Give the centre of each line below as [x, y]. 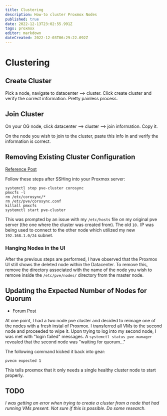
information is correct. [28, 141]
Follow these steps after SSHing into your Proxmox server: [65, 179]
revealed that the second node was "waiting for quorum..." [65, 342]
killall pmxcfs [21, 205]
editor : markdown [23, 33]
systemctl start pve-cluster [35, 210]
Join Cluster [24, 114]
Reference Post [21, 169]
